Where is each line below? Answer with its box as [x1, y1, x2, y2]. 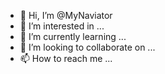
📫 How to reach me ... [19, 53, 113, 64]
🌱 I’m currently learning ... [19, 31, 127, 42]
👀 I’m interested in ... [19, 20, 105, 32]
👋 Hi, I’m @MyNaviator [19, 10, 113, 21]
